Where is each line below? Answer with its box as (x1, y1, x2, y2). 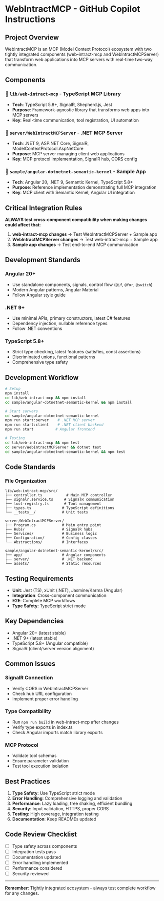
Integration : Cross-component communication (12, 593, 106, 598)
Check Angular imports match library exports (12, 729, 103, 735)
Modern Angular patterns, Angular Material (12, 287, 99, 292)
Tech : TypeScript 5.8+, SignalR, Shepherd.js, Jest (12, 102, 112, 107)
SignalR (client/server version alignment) (12, 645, 94, 651)
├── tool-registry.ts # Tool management (5, 501, 102, 506)
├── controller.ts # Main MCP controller (5, 493, 112, 498)
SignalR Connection (5, 675, 53, 681)
